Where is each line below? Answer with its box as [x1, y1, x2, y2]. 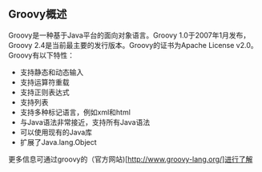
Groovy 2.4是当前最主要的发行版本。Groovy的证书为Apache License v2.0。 [8, 40, 258, 50]
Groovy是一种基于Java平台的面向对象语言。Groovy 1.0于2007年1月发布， [8, 30, 251, 40]
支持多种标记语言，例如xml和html [19, 107, 131, 117]
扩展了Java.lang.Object [19, 137, 98, 146]
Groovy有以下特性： [8, 50, 75, 60]
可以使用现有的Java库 [19, 127, 93, 137]
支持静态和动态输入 [19, 67, 84, 77]
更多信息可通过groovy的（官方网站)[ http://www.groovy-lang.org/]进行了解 [8, 154, 253, 164]
